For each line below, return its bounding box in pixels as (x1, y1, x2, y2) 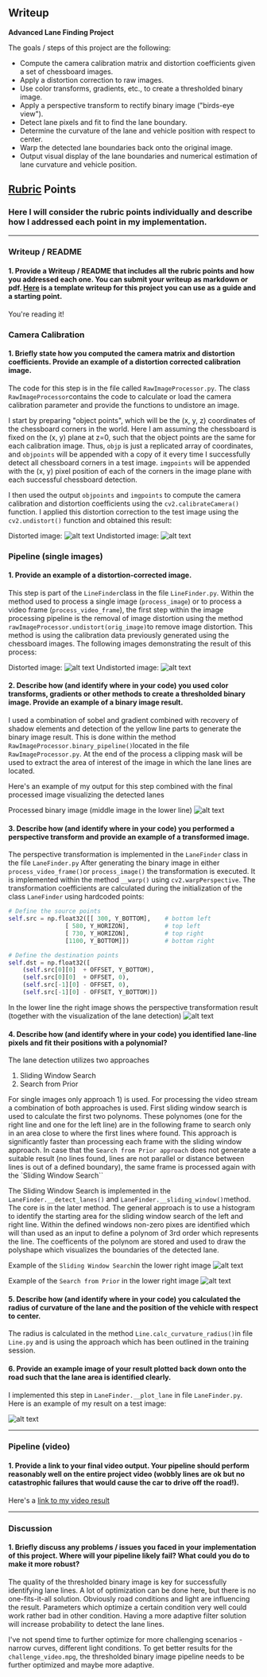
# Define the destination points (8, 951, 119, 959)
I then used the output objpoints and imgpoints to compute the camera (8, 490, 241, 499)
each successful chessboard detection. (8, 475, 137, 484)
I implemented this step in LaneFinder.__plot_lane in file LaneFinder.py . (8, 1390, 243, 1399)
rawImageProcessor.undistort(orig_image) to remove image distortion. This (8, 622, 253, 631)
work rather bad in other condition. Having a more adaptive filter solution (8, 1610, 246, 1621)
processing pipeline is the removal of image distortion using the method (8, 613, 244, 623)
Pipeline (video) (8, 1441, 71, 1452)
